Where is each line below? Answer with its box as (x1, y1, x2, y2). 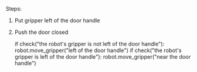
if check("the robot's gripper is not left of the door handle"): (14, 41, 165, 47)
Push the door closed (14, 28, 69, 36)
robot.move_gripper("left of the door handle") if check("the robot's (14, 47, 182, 54)
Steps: (5, 5, 22, 12)
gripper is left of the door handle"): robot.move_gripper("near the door (14, 53, 191, 60)
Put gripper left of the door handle (14, 17, 100, 24)
